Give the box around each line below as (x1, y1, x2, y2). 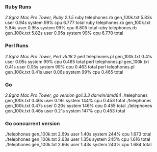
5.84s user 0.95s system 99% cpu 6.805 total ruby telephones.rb (5, 25, 137, 31)
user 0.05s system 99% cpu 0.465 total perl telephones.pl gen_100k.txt (5, 59, 149, 65)
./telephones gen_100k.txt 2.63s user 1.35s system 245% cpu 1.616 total (5, 136, 151, 142)
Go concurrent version (5, 120, 60, 127)
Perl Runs (5, 43, 28, 49)
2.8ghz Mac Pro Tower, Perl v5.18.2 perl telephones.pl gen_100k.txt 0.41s (5, 53, 152, 59)
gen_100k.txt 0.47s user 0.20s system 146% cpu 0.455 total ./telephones (5, 103, 152, 109)
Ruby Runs (5, 3, 31, 10)
